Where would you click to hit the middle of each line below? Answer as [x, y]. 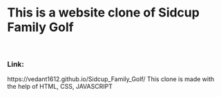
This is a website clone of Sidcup [104, 13]
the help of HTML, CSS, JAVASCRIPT [60, 87]
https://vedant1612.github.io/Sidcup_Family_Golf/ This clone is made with [111, 79]
